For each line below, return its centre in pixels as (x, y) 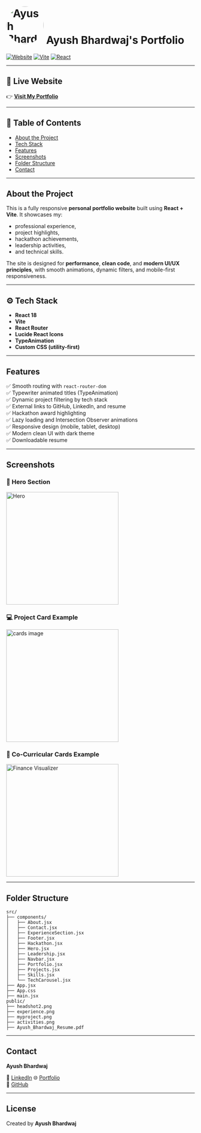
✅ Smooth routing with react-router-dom (56, 386)
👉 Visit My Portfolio (32, 96)
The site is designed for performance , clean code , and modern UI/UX (93, 264)
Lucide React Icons (39, 334)
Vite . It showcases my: (34, 215)
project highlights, (37, 233)
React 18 (26, 315)
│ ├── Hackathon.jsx (34, 944)
